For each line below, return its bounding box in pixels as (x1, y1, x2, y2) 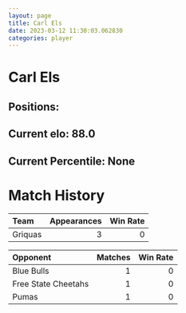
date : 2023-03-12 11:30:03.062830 (8, 26, 124, 34)
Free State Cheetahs (12, 278, 89, 289)
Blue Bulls (12, 265, 49, 276)
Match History (8, 186, 105, 204)
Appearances (49, 215, 102, 226)
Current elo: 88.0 (8, 127, 96, 141)
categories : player (8, 34, 73, 42)
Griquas (12, 228, 42, 240)
